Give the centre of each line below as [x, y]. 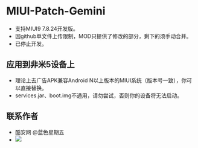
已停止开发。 [31, 43]
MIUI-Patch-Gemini [56, 11]
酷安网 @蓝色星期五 [40, 132]
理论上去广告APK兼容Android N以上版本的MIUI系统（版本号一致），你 [101, 80]
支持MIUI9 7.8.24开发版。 [46, 28]
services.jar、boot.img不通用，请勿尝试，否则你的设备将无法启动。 [99, 95]
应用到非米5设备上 [41, 65]
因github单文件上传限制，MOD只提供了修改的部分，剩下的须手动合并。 [103, 36]
